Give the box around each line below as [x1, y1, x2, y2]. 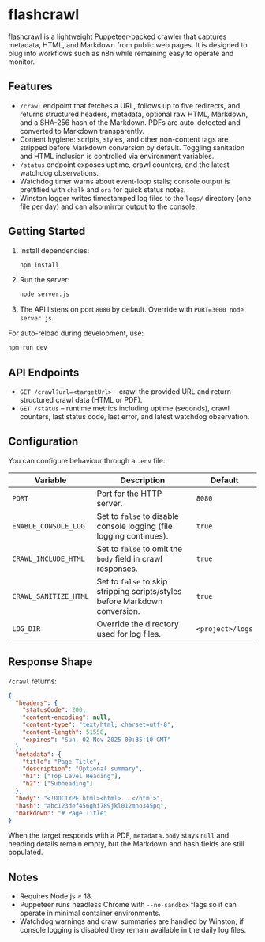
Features [8, 80, 53, 93]
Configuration [8, 435, 79, 448]
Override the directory [96, 619, 179, 630]
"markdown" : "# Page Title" [15, 809, 108, 817]
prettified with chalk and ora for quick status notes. [19, 184, 186, 195]
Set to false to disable [96, 510, 179, 521]
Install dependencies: [19, 245, 90, 255]
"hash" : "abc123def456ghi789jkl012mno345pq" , [15, 801, 168, 810]
